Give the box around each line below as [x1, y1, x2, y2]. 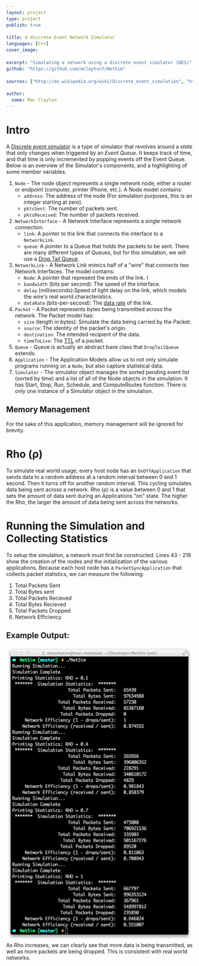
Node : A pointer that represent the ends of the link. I [23, 274, 149, 281]
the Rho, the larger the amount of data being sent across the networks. [6, 498, 179, 506]
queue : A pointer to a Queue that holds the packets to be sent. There [23, 242, 190, 250]
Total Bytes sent [14, 588, 54, 595]
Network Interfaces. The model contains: [14, 267, 115, 275]
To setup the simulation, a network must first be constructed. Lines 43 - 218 [6, 551, 191, 558]
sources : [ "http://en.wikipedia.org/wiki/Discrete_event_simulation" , [6, 78, 184, 84]
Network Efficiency [14, 613, 62, 620]
